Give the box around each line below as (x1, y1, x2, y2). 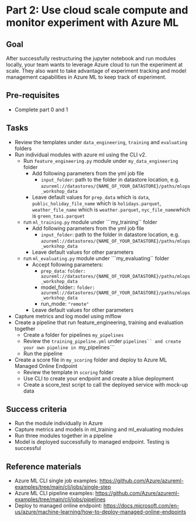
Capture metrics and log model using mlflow (14, 312, 122, 319)
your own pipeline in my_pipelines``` (23, 343, 115, 350)
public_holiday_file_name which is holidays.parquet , (32, 200, 161, 207)
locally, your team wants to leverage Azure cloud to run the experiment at (6, 61, 183, 68)
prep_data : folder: (40, 267, 86, 274)
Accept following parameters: (32, 261, 104, 268)
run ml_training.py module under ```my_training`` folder (23, 218, 157, 226)
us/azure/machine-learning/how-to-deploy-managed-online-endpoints (14, 508, 186, 516)
